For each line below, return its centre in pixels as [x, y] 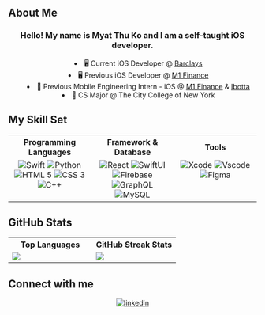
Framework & [132, 142]
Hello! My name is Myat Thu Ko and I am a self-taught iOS [132, 36]
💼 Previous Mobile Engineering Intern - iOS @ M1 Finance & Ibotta [143, 86]
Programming [50, 142]
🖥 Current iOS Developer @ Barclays [143, 63]
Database [132, 152]
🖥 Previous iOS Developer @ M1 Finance [143, 75]
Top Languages [50, 245]
